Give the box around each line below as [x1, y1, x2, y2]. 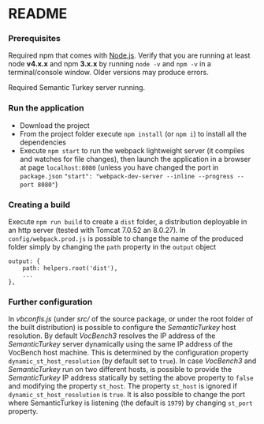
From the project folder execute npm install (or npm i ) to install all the [19, 129, 247, 138]
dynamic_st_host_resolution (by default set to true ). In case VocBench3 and [8, 356, 257, 366]
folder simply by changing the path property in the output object [8, 242, 217, 252]
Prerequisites [8, 33, 61, 44]
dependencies [19, 137, 67, 147]
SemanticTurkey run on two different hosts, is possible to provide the [8, 365, 232, 374]
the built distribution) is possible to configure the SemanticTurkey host [8, 323, 236, 332]
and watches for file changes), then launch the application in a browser [19, 154, 251, 163]
